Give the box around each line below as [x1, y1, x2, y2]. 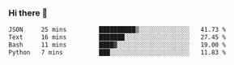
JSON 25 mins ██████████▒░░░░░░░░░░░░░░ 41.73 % [8, 26, 227, 34]
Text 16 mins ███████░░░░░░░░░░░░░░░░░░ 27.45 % [8, 33, 227, 41]
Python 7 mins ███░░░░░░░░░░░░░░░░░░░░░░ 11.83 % [8, 48, 227, 56]
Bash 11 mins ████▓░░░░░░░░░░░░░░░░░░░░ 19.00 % [8, 41, 227, 50]
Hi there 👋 [8, 7, 49, 19]
